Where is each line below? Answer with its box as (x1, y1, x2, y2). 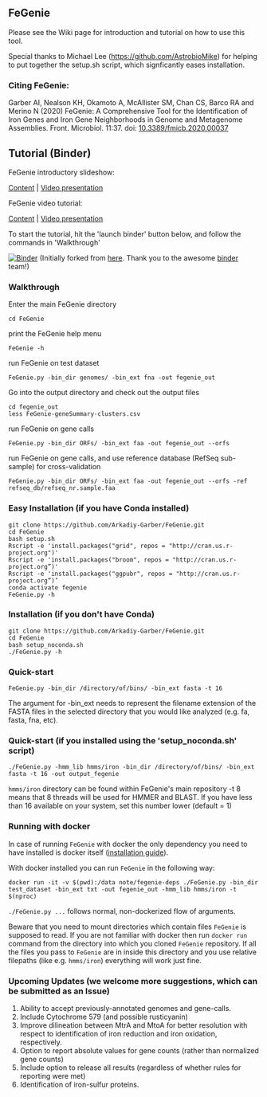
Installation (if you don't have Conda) (8, 609, 155, 620)
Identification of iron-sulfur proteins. (19, 1079, 139, 1089)
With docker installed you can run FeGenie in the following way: (8, 863, 215, 872)
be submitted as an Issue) (8, 985, 110, 997)
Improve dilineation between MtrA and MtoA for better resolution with (19, 1021, 248, 1030)
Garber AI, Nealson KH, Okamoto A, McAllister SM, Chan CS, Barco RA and (8, 98, 254, 108)
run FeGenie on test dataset (8, 358, 100, 368)
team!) (8, 261, 29, 271)
